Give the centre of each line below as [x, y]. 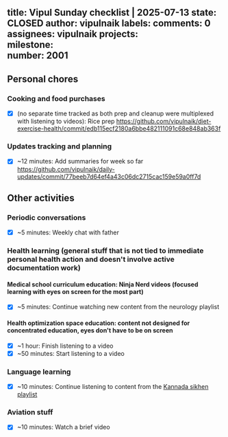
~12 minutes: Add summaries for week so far [80, 161]
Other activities [41, 198]
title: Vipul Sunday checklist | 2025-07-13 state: [112, 13]
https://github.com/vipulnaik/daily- [66, 169]
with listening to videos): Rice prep [66, 122]
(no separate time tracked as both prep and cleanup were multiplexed [115, 113]
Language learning [39, 372]
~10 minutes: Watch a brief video [64, 427]
